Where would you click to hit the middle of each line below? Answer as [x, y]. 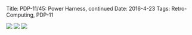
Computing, [21, 15]
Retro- [179, 9]
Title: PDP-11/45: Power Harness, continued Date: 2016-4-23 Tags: [88, 9]
